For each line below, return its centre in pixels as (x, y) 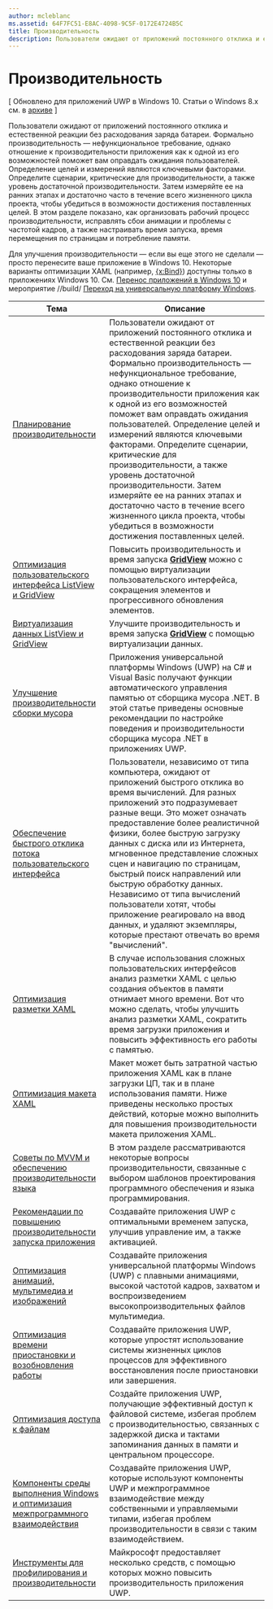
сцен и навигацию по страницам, (175, 864)
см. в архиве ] (33, 110)
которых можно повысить (161, 1573)
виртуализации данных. (156, 644)
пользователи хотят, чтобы (162, 904)
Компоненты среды (52, 1484)
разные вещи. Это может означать (178, 813)
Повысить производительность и (175, 549)
